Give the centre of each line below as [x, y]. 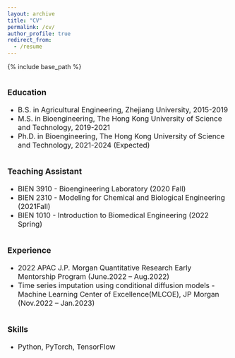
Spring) [30, 224]
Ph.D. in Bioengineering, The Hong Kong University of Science [121, 136]
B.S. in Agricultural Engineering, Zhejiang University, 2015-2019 [122, 109]
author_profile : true [39, 34]
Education [27, 93]
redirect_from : [30, 40]
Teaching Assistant [45, 172]
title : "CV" [25, 20]
